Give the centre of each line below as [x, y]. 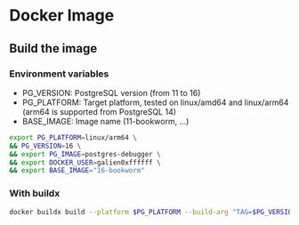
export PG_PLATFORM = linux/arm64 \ [73, 137]
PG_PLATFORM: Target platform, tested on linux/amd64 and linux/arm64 [155, 102]
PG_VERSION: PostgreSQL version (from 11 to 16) [111, 92]
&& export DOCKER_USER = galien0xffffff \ [85, 162]
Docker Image [62, 16]
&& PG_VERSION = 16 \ [45, 146]
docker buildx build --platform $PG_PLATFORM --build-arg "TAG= [131, 212]
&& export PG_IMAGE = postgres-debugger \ [85, 154]
